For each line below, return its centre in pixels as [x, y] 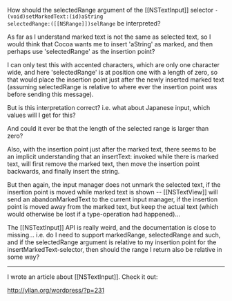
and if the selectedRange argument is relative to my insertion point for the [112, 242]
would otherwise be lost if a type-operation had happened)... [94, 214]
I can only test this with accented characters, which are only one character [113, 65]
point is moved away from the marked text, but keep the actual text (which [113, 207]
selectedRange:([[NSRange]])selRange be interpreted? [84, 23]
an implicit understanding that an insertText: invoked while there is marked [113, 156]
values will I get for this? [41, 115]
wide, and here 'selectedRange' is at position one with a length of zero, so [113, 72]
